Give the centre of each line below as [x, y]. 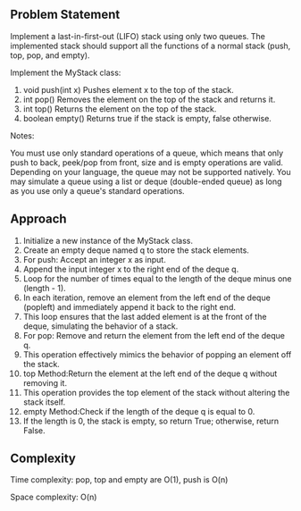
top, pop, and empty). [50, 55]
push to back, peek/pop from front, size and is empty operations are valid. [147, 162]
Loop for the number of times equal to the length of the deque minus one [157, 278]
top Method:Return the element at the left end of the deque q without [150, 373]
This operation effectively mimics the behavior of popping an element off [157, 354]
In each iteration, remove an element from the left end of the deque [146, 297]
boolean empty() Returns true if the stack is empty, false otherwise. [147, 118]
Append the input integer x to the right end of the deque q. [131, 269]
